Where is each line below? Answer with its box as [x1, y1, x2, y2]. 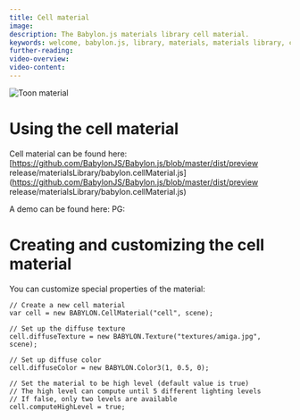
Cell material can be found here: [9, 148, 128, 159]
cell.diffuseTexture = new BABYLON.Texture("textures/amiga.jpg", [9, 332, 262, 340]
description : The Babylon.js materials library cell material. [9, 29, 250, 38]
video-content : [9, 63, 66, 72]
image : [9, 21, 34, 30]
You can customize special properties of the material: [9, 283, 205, 294]
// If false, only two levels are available [9, 394, 178, 403]
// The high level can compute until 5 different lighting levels [9, 386, 262, 396]
